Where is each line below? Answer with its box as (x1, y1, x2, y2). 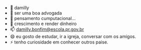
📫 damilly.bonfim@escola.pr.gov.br (10, 26, 84, 32)
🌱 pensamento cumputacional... (10, 15, 76, 21)
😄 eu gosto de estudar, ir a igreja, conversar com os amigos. (10, 33, 136, 39)
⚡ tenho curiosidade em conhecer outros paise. (10, 39, 109, 45)
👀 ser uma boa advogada (10, 10, 62, 16)
